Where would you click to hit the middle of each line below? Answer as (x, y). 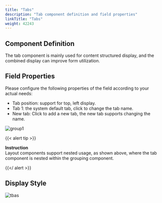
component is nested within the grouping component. (60, 158)
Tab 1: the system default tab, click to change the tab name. (73, 108)
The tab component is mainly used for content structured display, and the (80, 55)
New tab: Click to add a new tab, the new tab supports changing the (81, 113)
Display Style (26, 183)
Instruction (17, 148)
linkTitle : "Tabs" (24, 19)
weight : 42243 (20, 24)
